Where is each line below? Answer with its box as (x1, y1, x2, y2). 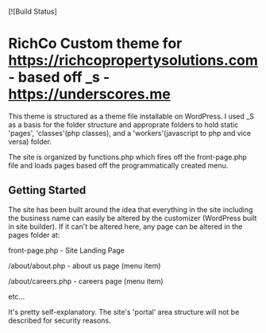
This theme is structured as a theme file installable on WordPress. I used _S (8, 111, 254, 121)
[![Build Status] (8, 7, 57, 16)
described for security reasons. (8, 316, 111, 325)
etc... (8, 292, 25, 301)
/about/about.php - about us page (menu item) (8, 261, 161, 270)
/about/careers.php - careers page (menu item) (8, 276, 164, 285)
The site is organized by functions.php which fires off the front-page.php (8, 152, 248, 161)
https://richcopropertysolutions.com (8, 52, 258, 70)
